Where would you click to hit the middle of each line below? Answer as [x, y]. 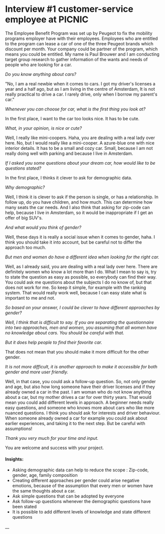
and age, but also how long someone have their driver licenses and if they [80, 387]
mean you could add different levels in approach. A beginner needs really [80, 402]
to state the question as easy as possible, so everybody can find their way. [81, 277]
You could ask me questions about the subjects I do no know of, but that [78, 282]
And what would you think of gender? [43, 227]
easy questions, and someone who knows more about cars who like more [80, 407]
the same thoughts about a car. [44, 491]
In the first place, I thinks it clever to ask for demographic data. [69, 178]
